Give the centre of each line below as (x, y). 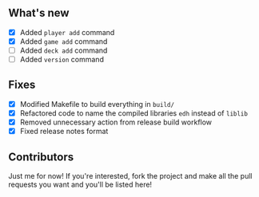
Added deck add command (64, 50)
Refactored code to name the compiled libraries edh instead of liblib (133, 113)
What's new (39, 13)
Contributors (41, 157)
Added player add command (67, 32)
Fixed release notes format (64, 132)
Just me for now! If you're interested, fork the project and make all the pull (130, 175)
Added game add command (64, 41)
